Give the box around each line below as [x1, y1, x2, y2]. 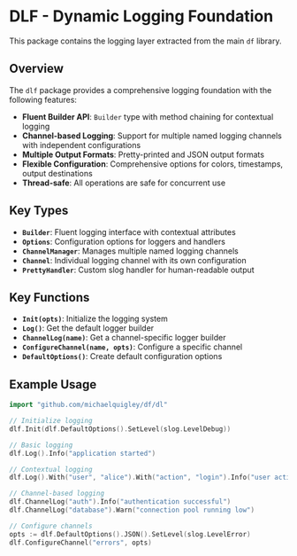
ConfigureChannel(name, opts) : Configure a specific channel [21, 341, 243, 352]
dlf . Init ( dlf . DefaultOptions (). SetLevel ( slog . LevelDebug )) [9, 424, 232, 434]
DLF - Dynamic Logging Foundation [9, 6, 274, 27]
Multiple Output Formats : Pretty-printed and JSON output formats [21, 149, 265, 160]
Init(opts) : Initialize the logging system [21, 313, 168, 325]
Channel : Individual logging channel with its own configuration [21, 255, 247, 265]
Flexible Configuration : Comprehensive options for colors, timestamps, [21, 158, 284, 169]
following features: [9, 94, 78, 105]
